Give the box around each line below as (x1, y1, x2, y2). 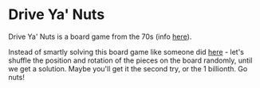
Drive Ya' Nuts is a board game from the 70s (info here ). (8, 32, 192, 41)
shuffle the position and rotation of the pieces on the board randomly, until (8, 55, 253, 65)
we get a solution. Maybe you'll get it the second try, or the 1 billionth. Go (8, 63, 248, 73)
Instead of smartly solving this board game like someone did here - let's (8, 47, 245, 56)
